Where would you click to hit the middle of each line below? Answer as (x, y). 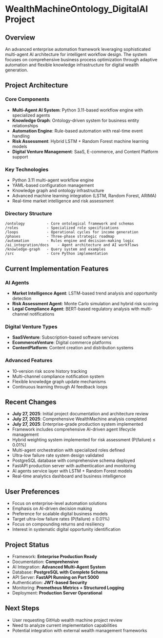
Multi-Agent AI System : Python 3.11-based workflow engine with (77, 110)
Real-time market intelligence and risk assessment (63, 201)
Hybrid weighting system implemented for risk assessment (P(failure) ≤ (84, 440)
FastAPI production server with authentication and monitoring (74, 466)
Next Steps (22, 608)
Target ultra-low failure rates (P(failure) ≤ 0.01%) (61, 519)
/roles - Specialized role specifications (62, 228)
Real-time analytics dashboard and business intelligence (69, 476)
